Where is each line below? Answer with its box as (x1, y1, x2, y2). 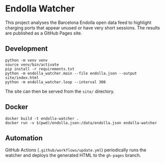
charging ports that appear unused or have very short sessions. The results (5, 24, 161, 30)
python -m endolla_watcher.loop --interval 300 (5, 79, 106, 85)
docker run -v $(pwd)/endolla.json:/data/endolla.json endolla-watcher (5, 120, 157, 125)
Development (5, 44, 48, 53)
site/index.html (5, 75, 39, 80)
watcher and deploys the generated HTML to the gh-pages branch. (5, 153, 141, 159)
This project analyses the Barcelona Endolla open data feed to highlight (5, 19, 152, 25)
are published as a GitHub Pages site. (5, 30, 82, 36)
